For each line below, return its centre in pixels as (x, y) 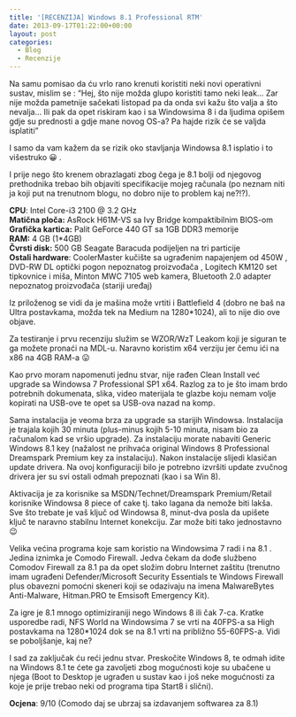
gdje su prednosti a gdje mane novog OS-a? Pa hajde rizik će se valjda (138, 121)
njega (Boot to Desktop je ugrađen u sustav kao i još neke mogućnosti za (142, 677)
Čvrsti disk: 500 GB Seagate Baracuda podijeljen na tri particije (125, 248)
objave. (23, 321)
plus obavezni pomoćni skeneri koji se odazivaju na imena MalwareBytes (142, 586)
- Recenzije (39, 58)
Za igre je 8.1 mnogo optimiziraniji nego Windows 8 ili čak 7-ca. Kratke (137, 613)
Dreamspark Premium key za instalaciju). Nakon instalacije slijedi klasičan (143, 458)
